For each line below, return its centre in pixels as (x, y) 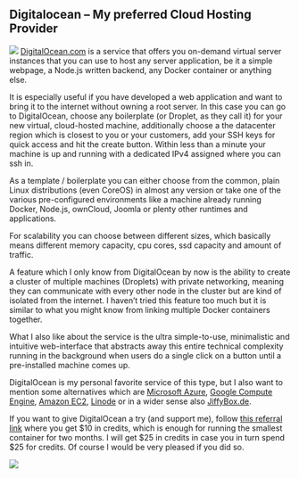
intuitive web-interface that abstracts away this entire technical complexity (146, 346)
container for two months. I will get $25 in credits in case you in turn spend (147, 437)
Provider (33, 29)
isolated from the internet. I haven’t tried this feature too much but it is (138, 300)
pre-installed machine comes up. (70, 365)
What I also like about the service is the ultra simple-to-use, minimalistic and (149, 336)
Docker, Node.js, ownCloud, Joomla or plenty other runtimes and (129, 209)
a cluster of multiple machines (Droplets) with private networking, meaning (146, 281)
